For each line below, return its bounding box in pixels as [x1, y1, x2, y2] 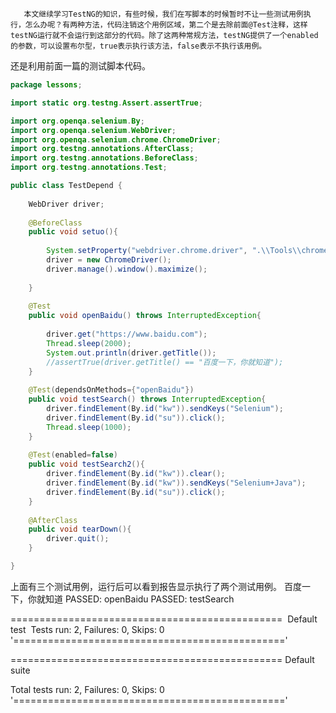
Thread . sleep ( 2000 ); [46, 338, 132, 348]
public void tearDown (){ [28, 524, 132, 535]
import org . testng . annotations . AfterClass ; [10, 144, 195, 154]
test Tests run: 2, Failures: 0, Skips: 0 [10, 623, 165, 635]
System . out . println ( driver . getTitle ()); [46, 348, 217, 358]
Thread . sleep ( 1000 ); [46, 422, 132, 432]
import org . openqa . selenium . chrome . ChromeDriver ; [10, 134, 222, 145]
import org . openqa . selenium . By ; [10, 116, 145, 126]
